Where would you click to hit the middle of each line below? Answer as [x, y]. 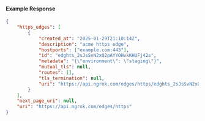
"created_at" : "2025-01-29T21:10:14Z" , [89, 38]
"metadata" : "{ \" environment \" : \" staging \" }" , [100, 61]
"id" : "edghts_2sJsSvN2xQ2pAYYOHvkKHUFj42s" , [97, 56]
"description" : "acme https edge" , [84, 44]
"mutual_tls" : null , [65, 67]
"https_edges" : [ [39, 28]
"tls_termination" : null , [71, 78]
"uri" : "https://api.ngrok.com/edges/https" [74, 107]
